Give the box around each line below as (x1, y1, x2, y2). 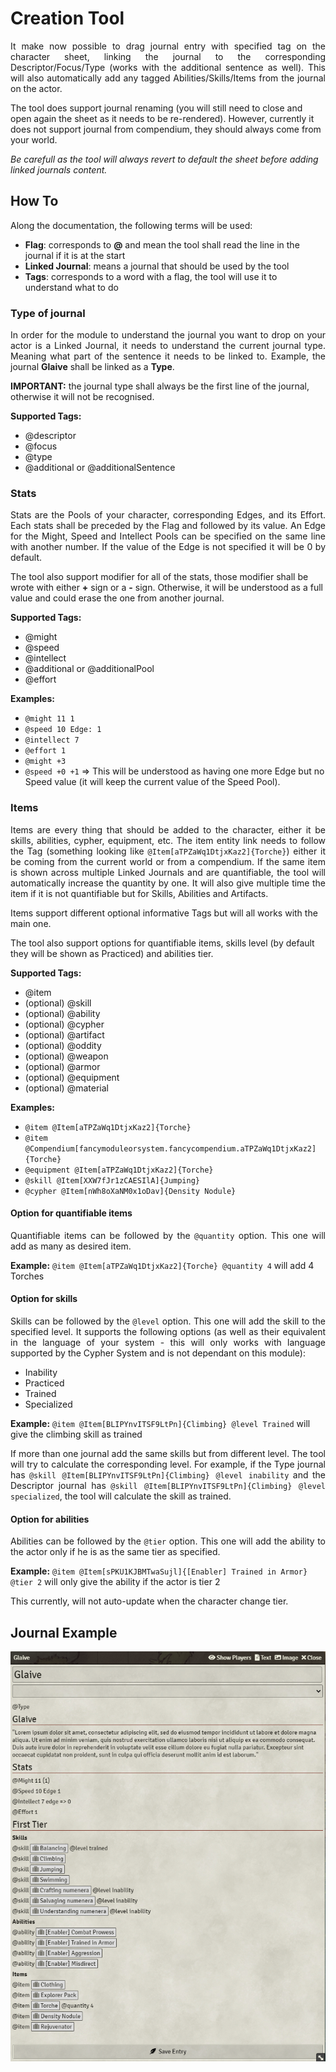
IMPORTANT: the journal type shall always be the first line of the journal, (10, 380, 310, 392)
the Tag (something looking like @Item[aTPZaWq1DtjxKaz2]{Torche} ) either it (10, 845, 327, 857)
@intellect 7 (24, 735, 80, 746)
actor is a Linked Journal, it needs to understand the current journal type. (10, 340, 326, 352)
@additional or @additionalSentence (24, 462, 176, 474)
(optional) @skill (24, 997, 92, 1009)
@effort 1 (24, 746, 67, 756)
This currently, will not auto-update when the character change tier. (10, 1595, 289, 1607)
